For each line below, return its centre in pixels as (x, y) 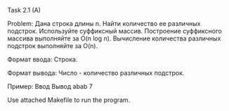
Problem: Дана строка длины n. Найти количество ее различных (104, 23)
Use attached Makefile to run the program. (69, 100)
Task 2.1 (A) (24, 10)
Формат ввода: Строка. (42, 59)
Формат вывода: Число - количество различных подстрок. (96, 73)
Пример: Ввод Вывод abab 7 (50, 86)
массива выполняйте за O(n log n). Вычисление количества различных (114, 38)
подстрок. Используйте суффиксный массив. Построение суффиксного (115, 31)
